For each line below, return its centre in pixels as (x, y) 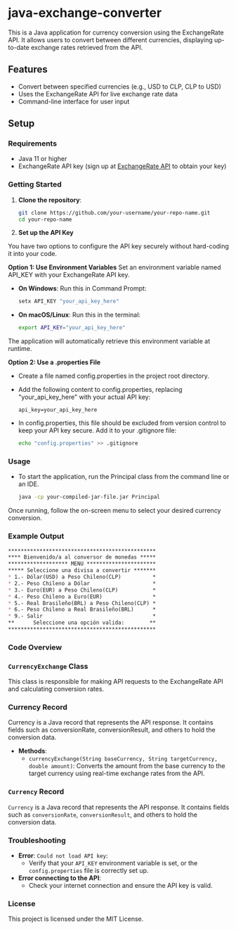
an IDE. (28, 484)
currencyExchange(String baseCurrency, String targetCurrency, (123, 759)
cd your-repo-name (45, 219)
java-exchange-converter (85, 13)
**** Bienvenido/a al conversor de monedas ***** (82, 557)
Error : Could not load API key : (63, 855)
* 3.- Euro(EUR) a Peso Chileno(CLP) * (82, 590)
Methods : (33, 751)
